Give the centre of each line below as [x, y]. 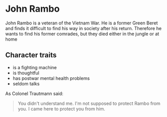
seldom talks [26, 83]
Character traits [31, 55]
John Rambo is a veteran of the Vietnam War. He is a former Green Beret [82, 23]
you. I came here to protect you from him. [62, 109]
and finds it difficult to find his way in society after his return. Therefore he [83, 28]
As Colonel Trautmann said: [34, 93]
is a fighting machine [35, 67]
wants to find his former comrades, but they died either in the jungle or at [82, 34]
